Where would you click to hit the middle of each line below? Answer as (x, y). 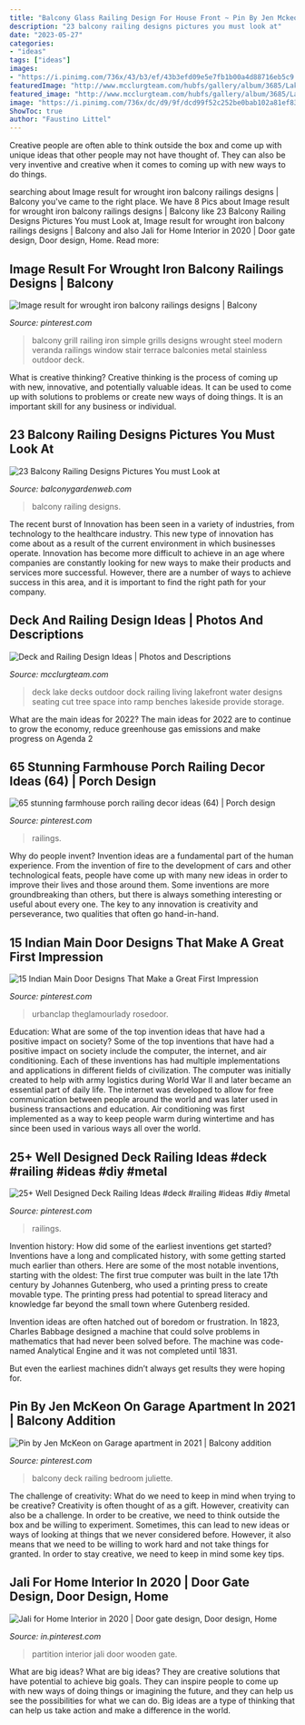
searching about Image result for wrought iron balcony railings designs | (144, 192)
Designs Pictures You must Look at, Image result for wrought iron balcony (147, 221)
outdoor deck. (58, 360)
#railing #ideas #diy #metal (89, 1171)
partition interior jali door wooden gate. (104, 1654)
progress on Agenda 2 (51, 738)
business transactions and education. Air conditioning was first (127, 1109)
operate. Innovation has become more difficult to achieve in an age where (148, 553)
